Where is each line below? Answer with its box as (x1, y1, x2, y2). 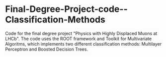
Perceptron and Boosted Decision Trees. (5, 46, 88, 52)
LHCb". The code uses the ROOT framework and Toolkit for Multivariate (5, 36, 152, 42)
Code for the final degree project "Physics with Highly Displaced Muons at (5, 30, 158, 36)
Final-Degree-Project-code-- (5, 3, 128, 15)
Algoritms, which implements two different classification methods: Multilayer (5, 41, 162, 47)
